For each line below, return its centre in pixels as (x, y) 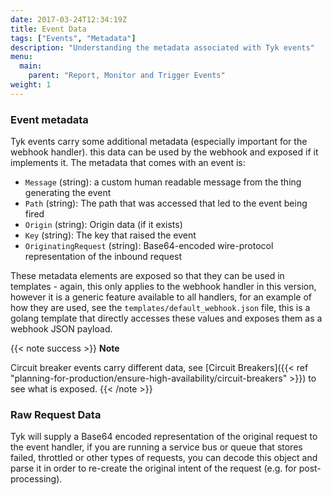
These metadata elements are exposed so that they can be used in (147, 276)
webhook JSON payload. (61, 329)
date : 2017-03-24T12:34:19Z (69, 19)
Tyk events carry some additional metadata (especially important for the (159, 142)
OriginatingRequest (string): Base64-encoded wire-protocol (149, 246)
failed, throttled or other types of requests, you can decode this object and (164, 458)
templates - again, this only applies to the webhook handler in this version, (163, 287)
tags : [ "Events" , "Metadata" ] (73, 38)
